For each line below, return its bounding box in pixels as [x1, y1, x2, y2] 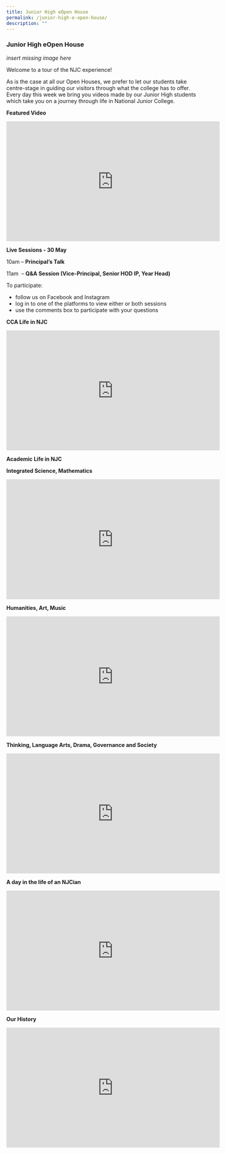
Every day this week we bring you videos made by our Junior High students [6, 91, 196, 98]
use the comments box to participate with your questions [15, 306, 158, 314]
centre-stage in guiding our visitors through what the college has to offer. [6, 84, 191, 91]
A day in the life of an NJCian [6, 878, 81, 885]
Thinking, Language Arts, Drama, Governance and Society [6, 741, 157, 748]
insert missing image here [6, 54, 72, 62]
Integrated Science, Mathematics [6, 467, 93, 474]
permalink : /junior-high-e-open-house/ [6, 15, 108, 21]
